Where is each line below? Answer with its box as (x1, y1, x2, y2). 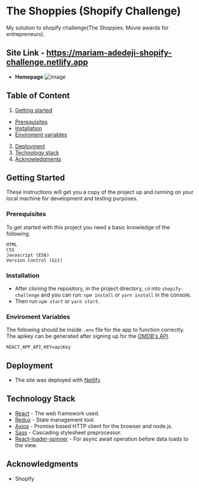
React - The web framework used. (14, 409, 100, 417)
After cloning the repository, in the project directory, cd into (14, 285, 161, 292)
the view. (14, 441, 38, 448)
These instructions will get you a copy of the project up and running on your (6, 188, 194, 196)
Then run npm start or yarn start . (14, 297, 100, 304)
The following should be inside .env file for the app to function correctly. (6, 326, 185, 334)
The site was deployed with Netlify (14, 376, 101, 384)
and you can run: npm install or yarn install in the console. (41, 291, 192, 298)
